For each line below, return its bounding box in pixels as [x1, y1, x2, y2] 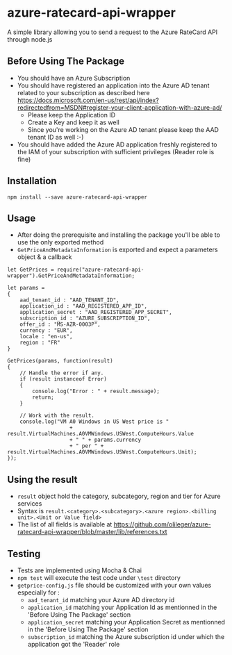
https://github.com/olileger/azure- [113, 520, 211, 529]
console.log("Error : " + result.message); [32, 388, 160, 395]
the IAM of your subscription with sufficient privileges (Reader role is [17, 147, 215, 156]
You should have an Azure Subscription [17, 74, 131, 82]
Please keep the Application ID [27, 110, 116, 119]
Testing [7, 547, 41, 560]
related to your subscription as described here [17, 88, 151, 97]
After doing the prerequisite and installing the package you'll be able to [17, 231, 221, 239]
